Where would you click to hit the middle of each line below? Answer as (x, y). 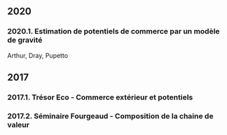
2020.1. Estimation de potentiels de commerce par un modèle (113, 31)
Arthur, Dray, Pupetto (38, 55)
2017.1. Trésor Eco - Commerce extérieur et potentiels (100, 97)
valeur (19, 125)
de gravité (25, 40)
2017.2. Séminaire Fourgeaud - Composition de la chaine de (110, 116)
